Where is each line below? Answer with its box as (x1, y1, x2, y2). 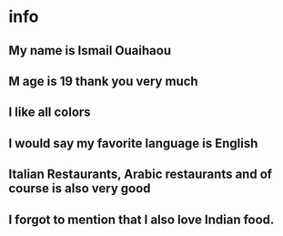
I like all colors (8, 105, 92, 120)
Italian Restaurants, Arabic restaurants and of (8, 167, 273, 182)
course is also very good (8, 180, 151, 197)
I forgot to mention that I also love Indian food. (8, 211, 275, 227)
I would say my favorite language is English (8, 135, 258, 151)
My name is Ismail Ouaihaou (8, 43, 172, 58)
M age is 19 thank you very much (8, 73, 198, 88)
